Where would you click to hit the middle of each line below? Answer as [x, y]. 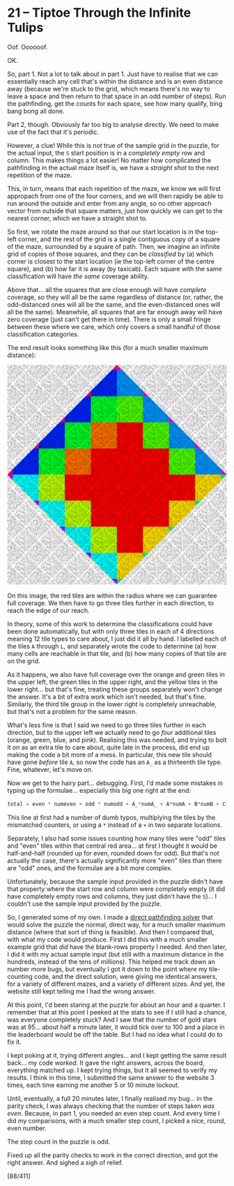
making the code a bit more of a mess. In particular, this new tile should [110, 754]
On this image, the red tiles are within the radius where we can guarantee [112, 595]
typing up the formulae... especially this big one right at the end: [99, 790]
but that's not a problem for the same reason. [72, 711]
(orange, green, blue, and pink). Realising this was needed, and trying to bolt [117, 740]
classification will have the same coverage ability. [78, 276]
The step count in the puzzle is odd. [59, 1141]
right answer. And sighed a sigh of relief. [65, 1162]
